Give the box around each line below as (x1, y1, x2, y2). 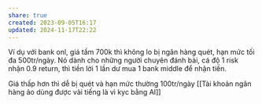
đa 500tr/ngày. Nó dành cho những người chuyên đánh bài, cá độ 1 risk (8, 56, 238, 65)
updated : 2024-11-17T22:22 (8, 26, 97, 34)
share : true (8, 11, 47, 20)
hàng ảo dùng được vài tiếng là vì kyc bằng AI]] (8, 88, 161, 97)
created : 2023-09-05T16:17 (8, 19, 97, 27)
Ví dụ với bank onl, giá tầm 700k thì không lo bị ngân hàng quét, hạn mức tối (8, 48, 255, 57)
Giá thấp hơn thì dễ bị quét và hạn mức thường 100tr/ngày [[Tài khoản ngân (8, 79, 252, 88)
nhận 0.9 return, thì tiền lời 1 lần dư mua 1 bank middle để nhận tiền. (8, 64, 227, 74)
